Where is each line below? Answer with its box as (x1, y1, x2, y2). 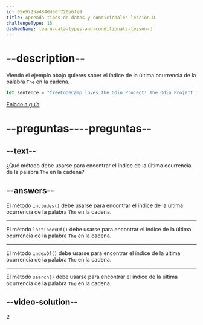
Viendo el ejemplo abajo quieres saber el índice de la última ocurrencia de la (6, 72, 196, 79)
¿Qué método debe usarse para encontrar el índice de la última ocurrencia (6, 162, 192, 169)
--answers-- (6, 185, 54, 196)
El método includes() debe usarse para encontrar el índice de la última (6, 202, 183, 209)
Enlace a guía (6, 101, 40, 108)
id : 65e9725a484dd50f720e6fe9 (6, 8, 83, 15)
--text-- (6, 146, 36, 156)
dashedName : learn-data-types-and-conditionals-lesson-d (6, 25, 153, 32)
